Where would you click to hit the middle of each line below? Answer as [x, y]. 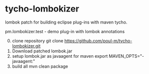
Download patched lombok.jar [42, 51]
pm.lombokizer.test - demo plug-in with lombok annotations [65, 31]
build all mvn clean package [40, 66]
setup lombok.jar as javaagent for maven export [60, 56]
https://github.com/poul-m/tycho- [98, 41]
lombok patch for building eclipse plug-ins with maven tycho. [66, 22]
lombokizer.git [26, 46]
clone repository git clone [38, 41]
